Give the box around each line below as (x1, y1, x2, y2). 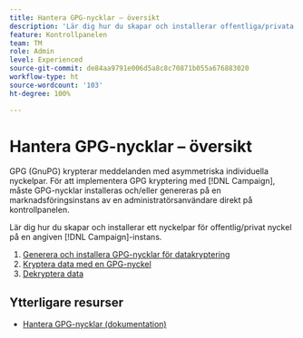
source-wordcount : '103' (9, 81, 103, 90)
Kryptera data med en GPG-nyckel (22, 259, 151, 270)
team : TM (9, 38, 43, 48)
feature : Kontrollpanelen (9, 30, 107, 39)
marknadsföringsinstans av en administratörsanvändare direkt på (9, 195, 253, 206)
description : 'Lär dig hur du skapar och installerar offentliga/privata (9, 22, 295, 31)
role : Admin (9, 47, 54, 56)
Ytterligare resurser (9, 295, 124, 310)
